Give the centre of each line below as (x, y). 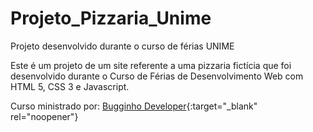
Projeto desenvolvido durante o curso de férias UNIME (122, 46)
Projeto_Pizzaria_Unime (111, 18)
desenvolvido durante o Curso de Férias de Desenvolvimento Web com (157, 76)
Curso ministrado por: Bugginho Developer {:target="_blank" (134, 106)
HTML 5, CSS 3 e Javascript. (70, 86)
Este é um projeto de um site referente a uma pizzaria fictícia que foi (151, 65)
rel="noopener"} (44, 116)
